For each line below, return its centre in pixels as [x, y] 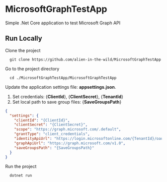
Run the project [21, 167]
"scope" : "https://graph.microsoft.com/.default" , [68, 129]
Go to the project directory [32, 68]
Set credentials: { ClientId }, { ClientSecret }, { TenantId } [68, 96]
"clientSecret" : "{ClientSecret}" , [51, 125]
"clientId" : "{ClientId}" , [42, 120]
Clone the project [23, 50]
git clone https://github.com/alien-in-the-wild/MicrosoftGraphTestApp [85, 60]
